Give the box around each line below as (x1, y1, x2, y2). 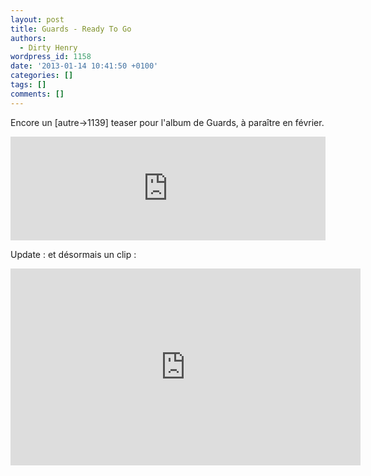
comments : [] (10, 89, 65, 99)
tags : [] (10, 80, 47, 90)
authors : (10, 33, 47, 43)
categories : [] (10, 71, 74, 81)
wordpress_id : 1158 (10, 52, 92, 62)
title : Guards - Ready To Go (10, 24, 132, 34)
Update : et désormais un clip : (10, 248, 137, 260)
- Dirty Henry (19, 42, 78, 53)
